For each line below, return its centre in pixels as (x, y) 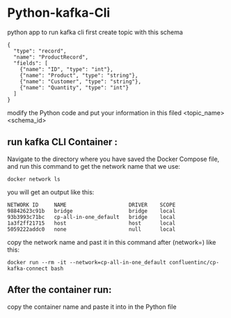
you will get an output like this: (51, 192)
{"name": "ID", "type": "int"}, (66, 69)
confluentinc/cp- (194, 262)
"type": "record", (40, 51)
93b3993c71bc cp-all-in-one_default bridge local (91, 217)
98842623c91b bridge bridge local (91, 211)
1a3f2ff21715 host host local (91, 223)
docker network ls (34, 179)
